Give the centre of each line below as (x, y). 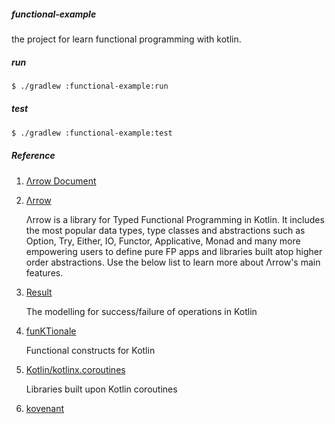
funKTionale (51, 331)
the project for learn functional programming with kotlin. (126, 39)
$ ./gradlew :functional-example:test (92, 133)
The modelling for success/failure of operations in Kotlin (141, 311)
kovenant (45, 408)
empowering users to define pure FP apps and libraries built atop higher (174, 251)
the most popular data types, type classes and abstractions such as (165, 230)
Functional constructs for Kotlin (90, 350)
